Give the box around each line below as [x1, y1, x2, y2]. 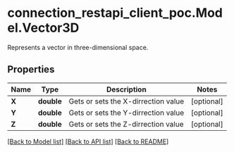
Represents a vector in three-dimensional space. [7, 43, 149, 51]
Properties [7, 63, 55, 75]
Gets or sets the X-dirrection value [68, 96, 185, 106]
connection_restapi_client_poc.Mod [7, 5, 223, 21]
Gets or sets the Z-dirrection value [68, 119, 184, 129]
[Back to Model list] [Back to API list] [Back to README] [7, 137, 169, 146]
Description [106, 84, 147, 94]
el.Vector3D [7, 20, 80, 36]
